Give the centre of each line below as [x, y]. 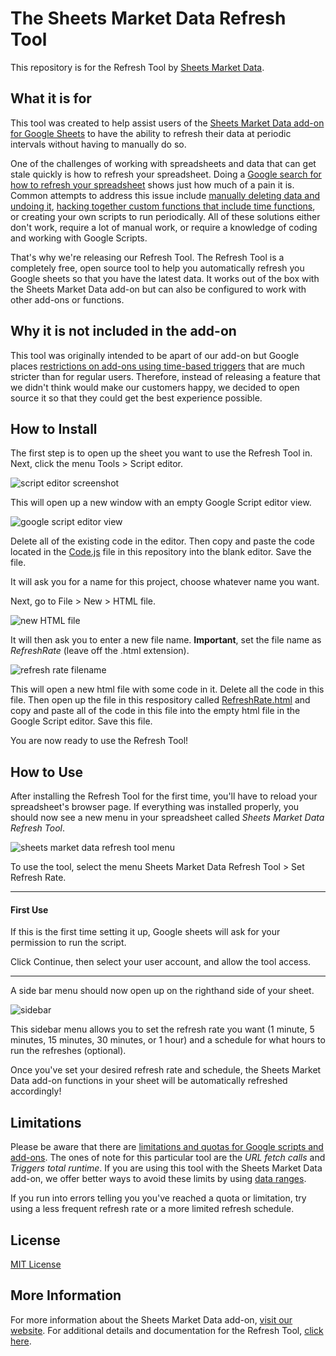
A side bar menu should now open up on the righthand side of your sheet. [162, 991]
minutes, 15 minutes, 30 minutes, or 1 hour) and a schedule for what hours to [168, 1040]
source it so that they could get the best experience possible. [136, 398]
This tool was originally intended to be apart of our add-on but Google [155, 355]
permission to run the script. [68, 943]
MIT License [36, 1264]
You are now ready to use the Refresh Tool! [99, 741]
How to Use [47, 772]
